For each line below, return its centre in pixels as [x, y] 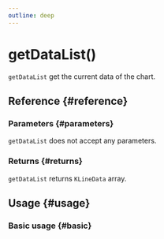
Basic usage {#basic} [50, 226]
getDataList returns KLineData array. [67, 178]
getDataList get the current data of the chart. [82, 77]
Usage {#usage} [49, 203]
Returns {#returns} [45, 161]
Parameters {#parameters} [61, 123]
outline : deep [32, 15]
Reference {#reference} [68, 101]
